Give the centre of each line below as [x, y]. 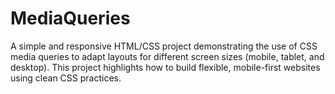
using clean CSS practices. [66, 78]
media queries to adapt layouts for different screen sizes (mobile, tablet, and [167, 56]
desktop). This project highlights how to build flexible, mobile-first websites [165, 67]
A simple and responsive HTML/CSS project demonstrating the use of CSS [164, 46]
